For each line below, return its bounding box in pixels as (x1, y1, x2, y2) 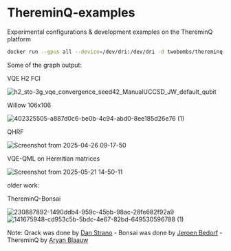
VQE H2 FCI (7, 74, 41, 82)
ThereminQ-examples (7, 5, 135, 21)
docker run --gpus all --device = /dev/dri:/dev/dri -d (7, 48, 165, 55)
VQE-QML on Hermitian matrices (7, 154, 100, 163)
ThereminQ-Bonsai (7, 194, 61, 203)
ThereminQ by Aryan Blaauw (7, 236, 89, 244)
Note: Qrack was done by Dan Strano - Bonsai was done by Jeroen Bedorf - (7, 228, 223, 237)
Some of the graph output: (7, 61, 82, 69)
